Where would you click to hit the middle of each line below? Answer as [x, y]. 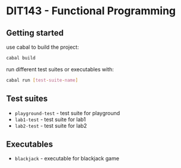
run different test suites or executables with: [60, 69]
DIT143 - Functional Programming [91, 11]
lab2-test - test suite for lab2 [51, 125]
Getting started [35, 33]
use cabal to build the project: [42, 47]
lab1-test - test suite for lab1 [50, 119]
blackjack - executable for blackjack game [67, 159]
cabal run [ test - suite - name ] [42, 80]
